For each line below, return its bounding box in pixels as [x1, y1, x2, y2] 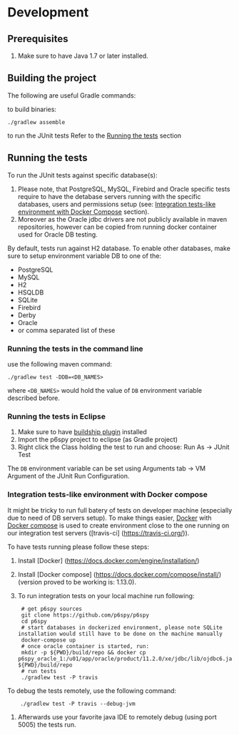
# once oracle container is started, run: [21, 642, 150, 649]
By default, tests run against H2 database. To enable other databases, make [7, 244, 230, 252]
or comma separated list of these [17, 326, 116, 334]
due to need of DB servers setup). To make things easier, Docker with [7, 513, 212, 522]
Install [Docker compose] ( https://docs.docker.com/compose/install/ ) [17, 570, 222, 578]
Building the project [7, 72, 97, 84]
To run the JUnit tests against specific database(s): [7, 170, 158, 179]
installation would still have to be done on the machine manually [17, 630, 223, 637]
